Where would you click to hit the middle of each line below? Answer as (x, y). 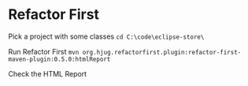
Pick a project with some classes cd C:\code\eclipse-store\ (106, 36)
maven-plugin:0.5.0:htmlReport (59, 59)
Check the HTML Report (48, 73)
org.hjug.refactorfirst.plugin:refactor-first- (162, 52)
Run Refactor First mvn (44, 51)
